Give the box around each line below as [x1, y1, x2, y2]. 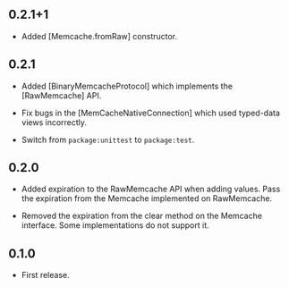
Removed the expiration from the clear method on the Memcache [21, 210, 263, 222]
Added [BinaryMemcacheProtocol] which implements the [21, 80, 234, 91]
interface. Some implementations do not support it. [21, 220, 209, 231]
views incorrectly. [21, 116, 87, 128]
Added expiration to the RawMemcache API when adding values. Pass [21, 183, 281, 195]
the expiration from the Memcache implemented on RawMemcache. [21, 193, 273, 204]
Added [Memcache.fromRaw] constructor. [21, 30, 178, 41]
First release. [21, 270, 70, 281]
